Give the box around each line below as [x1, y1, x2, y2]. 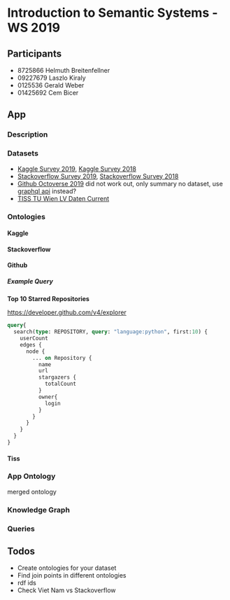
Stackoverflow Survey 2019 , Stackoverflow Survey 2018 [17, 172, 179, 180]
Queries [7, 524, 35, 533]
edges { [20, 341, 42, 348]
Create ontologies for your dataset [17, 564, 117, 572]
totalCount [44, 380, 77, 388]
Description [7, 130, 48, 139]
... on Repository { [32, 354, 92, 361]
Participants [7, 48, 62, 60]
